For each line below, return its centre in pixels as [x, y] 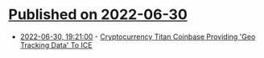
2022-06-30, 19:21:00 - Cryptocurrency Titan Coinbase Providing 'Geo [138, 37]
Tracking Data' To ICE [56, 44]
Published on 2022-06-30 [98, 15]
